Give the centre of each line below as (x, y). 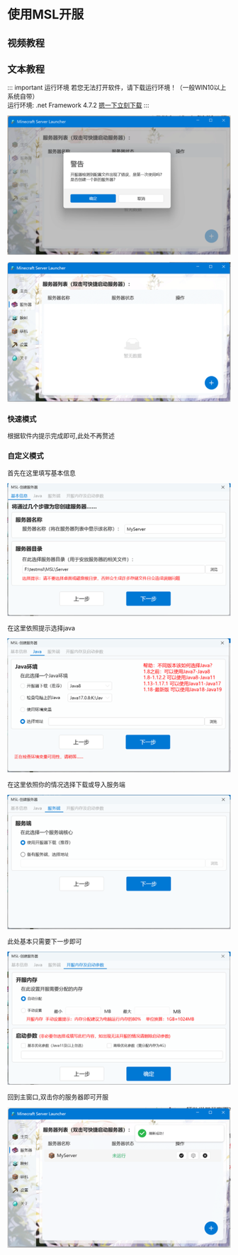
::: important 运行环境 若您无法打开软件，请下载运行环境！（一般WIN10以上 (117, 88)
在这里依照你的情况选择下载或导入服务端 (66, 784)
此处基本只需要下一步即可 (45, 942)
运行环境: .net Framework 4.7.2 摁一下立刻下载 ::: (78, 105)
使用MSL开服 (46, 15)
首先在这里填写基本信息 (41, 473)
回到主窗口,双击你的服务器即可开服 (58, 1097)
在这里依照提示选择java (41, 628)
